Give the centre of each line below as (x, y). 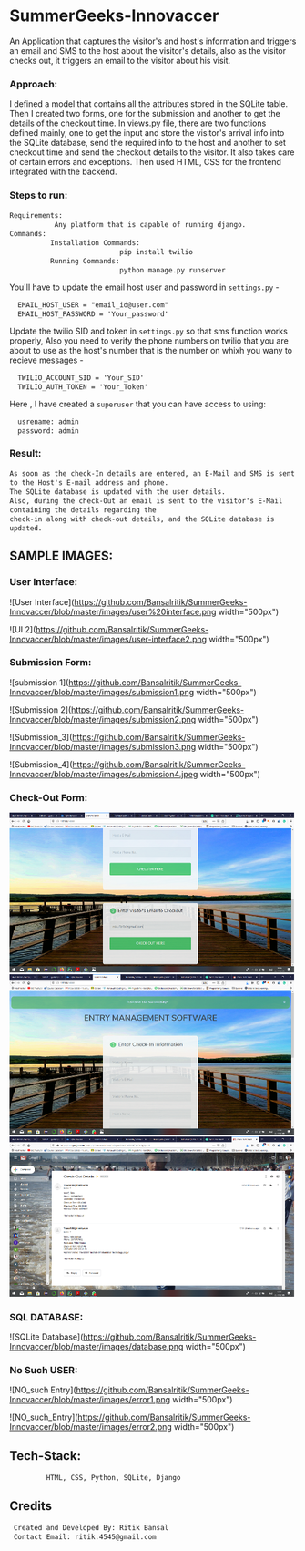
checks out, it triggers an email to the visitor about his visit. (120, 60)
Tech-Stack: (46, 1456)
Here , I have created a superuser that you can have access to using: (138, 404)
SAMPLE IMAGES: (61, 556)
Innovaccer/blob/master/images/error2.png (91, 1427)
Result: (25, 454)
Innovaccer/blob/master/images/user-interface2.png (108, 639)
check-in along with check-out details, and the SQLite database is (142, 519)
